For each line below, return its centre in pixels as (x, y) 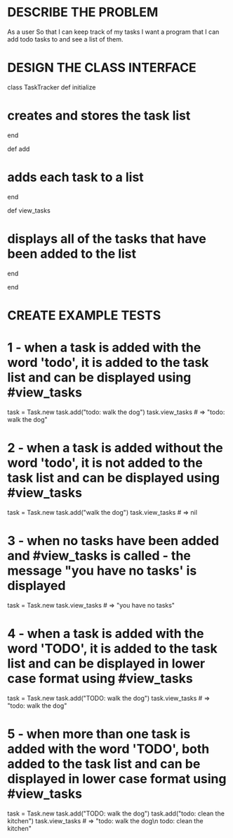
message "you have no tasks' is (102, 570)
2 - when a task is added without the (115, 448)
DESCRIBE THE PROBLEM (83, 12)
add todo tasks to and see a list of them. (65, 39)
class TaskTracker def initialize (52, 87)
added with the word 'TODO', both (108, 749)
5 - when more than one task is (99, 734)
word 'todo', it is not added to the (105, 463)
